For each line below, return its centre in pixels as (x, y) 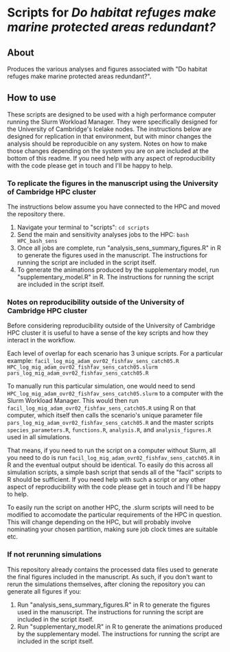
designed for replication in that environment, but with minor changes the (109, 136)
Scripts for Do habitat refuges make (112, 13)
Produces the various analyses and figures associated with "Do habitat (107, 69)
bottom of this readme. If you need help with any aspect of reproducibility (111, 158)
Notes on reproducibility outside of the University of (96, 302)
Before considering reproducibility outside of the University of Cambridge (111, 326)
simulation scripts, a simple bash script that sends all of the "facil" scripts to (115, 472)
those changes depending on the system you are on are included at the (108, 151)
